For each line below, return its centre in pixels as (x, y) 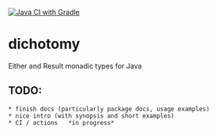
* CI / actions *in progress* (61, 122)
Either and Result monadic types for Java (75, 66)
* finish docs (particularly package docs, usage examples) (109, 109)
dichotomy (44, 44)
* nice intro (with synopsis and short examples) (92, 116)
